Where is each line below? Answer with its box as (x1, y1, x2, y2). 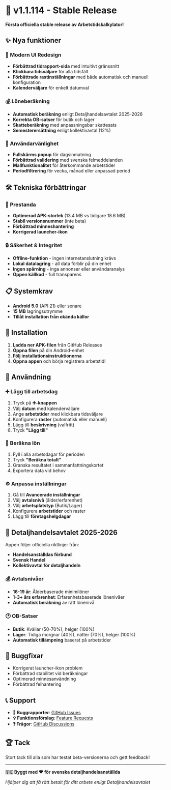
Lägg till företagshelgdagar (12, 513, 71, 519)
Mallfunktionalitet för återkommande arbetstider (12, 162, 116, 168)
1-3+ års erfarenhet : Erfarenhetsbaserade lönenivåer (12, 594, 125, 600)
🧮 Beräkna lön (5, 440, 40, 447)
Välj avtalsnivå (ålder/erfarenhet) (12, 497, 83, 503)
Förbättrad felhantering (12, 681, 62, 687)
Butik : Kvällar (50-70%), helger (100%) (12, 626, 95, 632)
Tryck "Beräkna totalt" (12, 456, 62, 462)
